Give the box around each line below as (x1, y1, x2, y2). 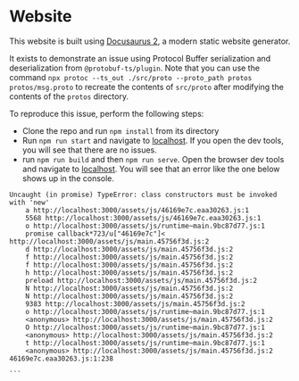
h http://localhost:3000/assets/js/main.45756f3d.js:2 (25, 268, 234, 277)
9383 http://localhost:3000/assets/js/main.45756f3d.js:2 (25, 299, 245, 309)
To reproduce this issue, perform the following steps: (9, 108, 204, 119)
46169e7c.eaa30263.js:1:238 (9, 354, 114, 363)
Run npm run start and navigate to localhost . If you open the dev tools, (21, 135, 284, 145)
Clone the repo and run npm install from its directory (21, 125, 220, 136)
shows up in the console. (21, 172, 114, 184)
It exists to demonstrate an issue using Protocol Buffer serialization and (9, 53, 271, 63)
